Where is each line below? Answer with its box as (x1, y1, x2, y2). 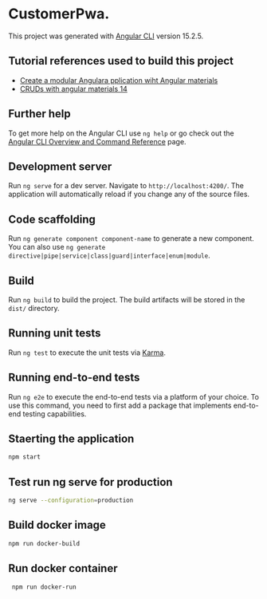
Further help (8, 107, 72, 120)
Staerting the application (8, 432, 135, 446)
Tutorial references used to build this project (8, 54, 234, 68)
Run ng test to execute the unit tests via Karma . (8, 348, 166, 357)
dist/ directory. (8, 304, 60, 313)
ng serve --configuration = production (8, 496, 134, 505)
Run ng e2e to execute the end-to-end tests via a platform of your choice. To (8, 392, 260, 401)
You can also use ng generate (8, 242, 106, 252)
